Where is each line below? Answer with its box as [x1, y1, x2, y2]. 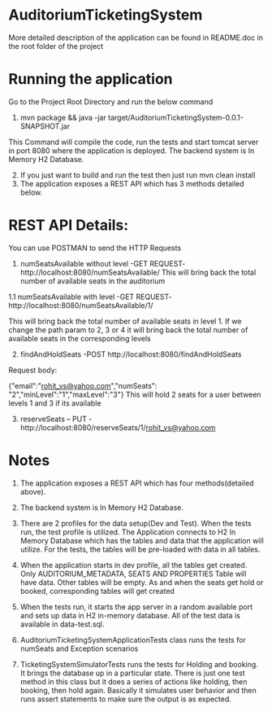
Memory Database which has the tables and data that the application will [19, 535, 264, 545]
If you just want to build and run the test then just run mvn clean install [19, 169, 256, 180]
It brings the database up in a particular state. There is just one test [19, 668, 245, 678]
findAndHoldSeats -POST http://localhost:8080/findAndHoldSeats [19, 349, 242, 359]
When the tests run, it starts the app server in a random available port [19, 601, 253, 612]
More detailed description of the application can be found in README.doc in [8, 33, 264, 42]
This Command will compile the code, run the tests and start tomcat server [8, 137, 259, 147]
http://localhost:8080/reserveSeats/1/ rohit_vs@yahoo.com [19, 422, 216, 433]
